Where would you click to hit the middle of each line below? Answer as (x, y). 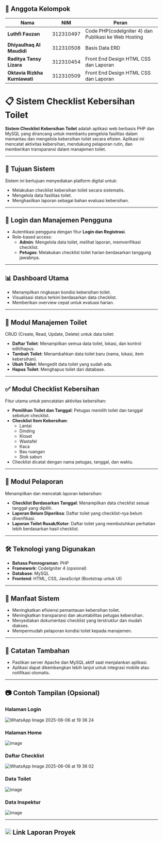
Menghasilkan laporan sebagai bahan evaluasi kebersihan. (71, 200)
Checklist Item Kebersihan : (40, 420)
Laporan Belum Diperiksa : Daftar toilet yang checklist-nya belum (77, 513)
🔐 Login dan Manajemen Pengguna (59, 220)
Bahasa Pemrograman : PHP (40, 563)
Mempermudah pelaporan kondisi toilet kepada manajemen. (72, 631)
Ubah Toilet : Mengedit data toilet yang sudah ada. (62, 364)
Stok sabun (31, 457)
